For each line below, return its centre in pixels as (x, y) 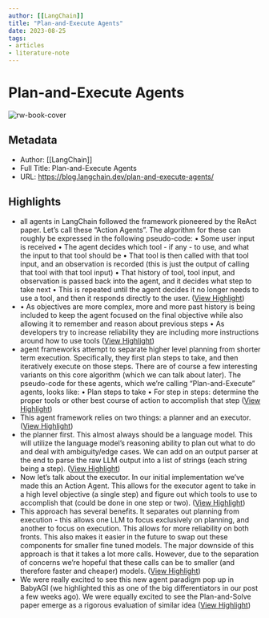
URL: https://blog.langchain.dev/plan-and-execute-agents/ (117, 177)
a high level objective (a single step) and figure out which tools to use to (139, 494)
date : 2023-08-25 (37, 30)
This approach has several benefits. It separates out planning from (130, 511)
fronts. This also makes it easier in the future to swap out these (124, 537)
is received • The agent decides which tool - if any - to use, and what (134, 246)
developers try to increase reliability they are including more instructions (139, 332)
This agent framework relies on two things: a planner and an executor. (135, 417)
